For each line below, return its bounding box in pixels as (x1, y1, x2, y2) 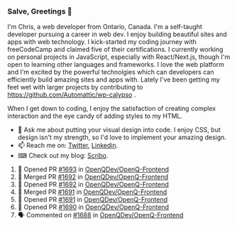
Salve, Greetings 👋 (7, 6, 72, 16)
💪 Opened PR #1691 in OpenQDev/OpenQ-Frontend (17, 195, 168, 204)
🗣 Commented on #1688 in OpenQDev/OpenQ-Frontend (17, 211, 184, 220)
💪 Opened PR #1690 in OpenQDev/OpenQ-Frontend (17, 203, 169, 212)
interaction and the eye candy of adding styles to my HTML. (7, 112, 183, 120)
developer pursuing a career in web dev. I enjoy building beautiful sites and (7, 30, 227, 38)
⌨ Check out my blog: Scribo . (17, 151, 109, 160)
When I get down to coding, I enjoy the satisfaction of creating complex (7, 104, 216, 113)
